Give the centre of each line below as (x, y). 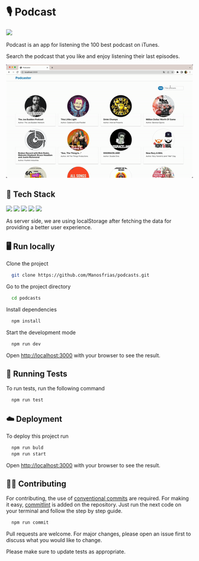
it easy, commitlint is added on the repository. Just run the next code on (94, 504)
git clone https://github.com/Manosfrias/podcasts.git (81, 275)
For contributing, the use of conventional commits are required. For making (98, 498)
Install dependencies (32, 310)
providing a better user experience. (49, 227)
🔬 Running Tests (37, 374)
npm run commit (30, 522)
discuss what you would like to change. (54, 540)
